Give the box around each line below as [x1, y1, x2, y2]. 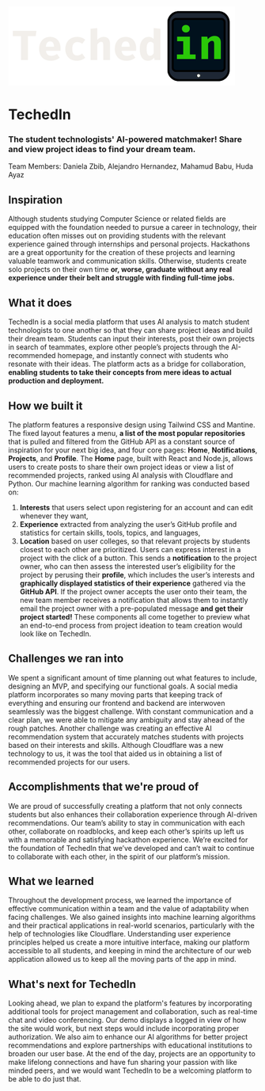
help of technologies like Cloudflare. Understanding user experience [8, 929, 231, 939]
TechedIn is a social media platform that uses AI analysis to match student [8, 317, 250, 326]
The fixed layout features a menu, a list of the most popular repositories [8, 428, 245, 437]
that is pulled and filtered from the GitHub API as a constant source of [8, 437, 236, 446]
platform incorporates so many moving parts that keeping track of [8, 689, 223, 699]
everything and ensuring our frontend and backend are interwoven [8, 698, 225, 708]
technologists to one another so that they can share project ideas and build [8, 326, 253, 335]
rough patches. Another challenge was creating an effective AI [8, 723, 212, 733]
